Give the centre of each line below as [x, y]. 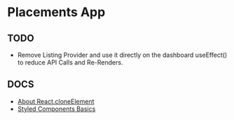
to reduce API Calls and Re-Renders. [70, 62]
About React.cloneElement [56, 101]
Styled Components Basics [56, 109]
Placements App [56, 12]
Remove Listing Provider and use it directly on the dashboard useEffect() [122, 55]
